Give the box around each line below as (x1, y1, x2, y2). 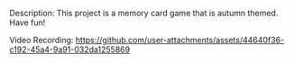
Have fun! (9, 17, 46, 28)
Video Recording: (9, 35, 74, 45)
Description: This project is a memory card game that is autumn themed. (9, 8, 279, 18)
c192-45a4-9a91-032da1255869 (9, 44, 131, 55)
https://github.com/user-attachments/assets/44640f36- (75, 35, 285, 45)
